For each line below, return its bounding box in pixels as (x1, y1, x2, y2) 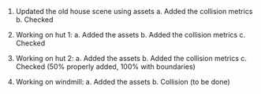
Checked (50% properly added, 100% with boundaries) (15, 62, 196, 71)
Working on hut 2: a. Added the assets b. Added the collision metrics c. (15, 54, 247, 63)
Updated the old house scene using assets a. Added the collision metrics (15, 7, 253, 16)
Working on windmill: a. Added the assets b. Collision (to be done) (15, 78, 230, 86)
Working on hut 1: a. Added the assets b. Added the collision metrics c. (15, 31, 246, 39)
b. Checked (15, 15, 54, 24)
